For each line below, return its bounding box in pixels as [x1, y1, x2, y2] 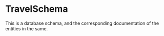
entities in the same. [5, 25, 48, 31]
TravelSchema [5, 3, 68, 15]
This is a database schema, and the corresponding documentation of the [5, 20, 159, 26]
